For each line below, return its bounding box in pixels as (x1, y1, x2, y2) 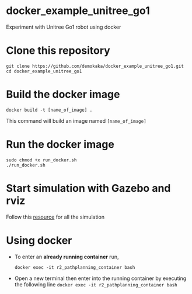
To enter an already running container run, (14, 253, 119, 260)
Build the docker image (6, 88, 120, 101)
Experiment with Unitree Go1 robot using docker (6, 23, 121, 30)
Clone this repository (6, 44, 111, 57)
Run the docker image (6, 138, 115, 151)
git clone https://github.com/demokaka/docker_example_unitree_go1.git (6, 63, 184, 69)
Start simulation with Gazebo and (6, 181, 171, 195)
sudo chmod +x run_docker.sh (6, 157, 77, 163)
